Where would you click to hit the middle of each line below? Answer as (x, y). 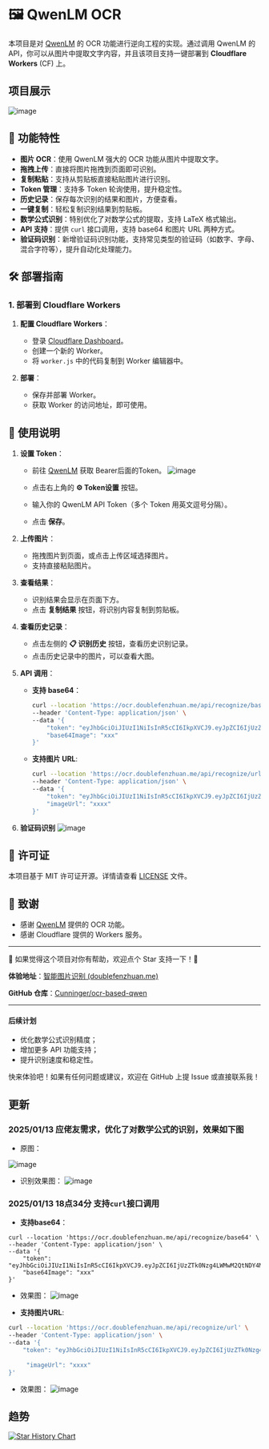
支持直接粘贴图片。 (64, 566)
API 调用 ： (37, 674)
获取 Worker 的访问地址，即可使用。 (92, 405)
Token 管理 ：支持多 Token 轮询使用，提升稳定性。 (103, 189)
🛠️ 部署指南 (36, 276)
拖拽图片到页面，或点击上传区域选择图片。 (102, 556)
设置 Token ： (42, 453)
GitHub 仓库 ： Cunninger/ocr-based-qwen (78, 993)
